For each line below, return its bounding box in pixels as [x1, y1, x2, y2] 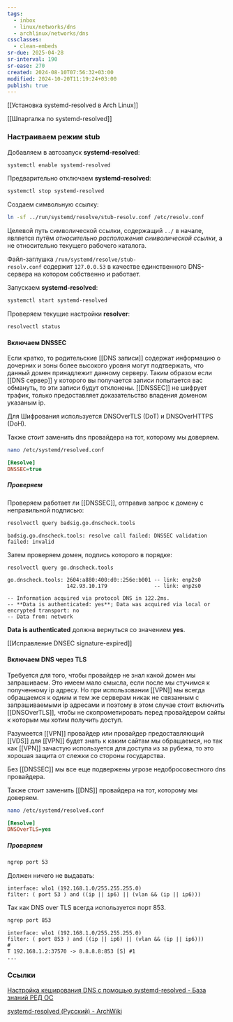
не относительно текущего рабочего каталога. [7, 241, 146, 250]
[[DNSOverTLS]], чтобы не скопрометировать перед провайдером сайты [7, 708, 225, 716]
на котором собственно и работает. [33, 270, 141, 279]
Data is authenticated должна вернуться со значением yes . [7, 626, 186, 634]
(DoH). [7, 419, 27, 428]
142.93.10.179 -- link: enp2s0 [66, 582, 201, 590]
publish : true [7, 82, 49, 89]
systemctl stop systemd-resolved [7, 188, 105, 195]
